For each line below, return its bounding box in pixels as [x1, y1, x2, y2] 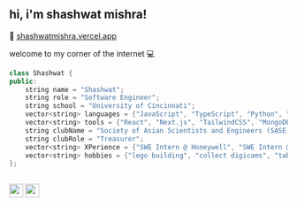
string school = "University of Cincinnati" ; [25, 102, 196, 111]
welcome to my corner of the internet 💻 [9, 48, 156, 58]
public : [9, 77, 38, 86]
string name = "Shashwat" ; [25, 85, 125, 94]
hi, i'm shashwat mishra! [9, 7, 148, 22]
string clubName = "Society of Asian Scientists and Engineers [25, 126, 263, 135]
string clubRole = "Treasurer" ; [25, 134, 144, 143]
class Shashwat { [9, 68, 73, 78]
